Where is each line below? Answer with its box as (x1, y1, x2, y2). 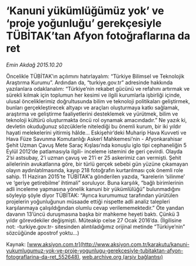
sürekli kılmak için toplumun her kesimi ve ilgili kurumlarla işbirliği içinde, (6, 91, 181, 98)
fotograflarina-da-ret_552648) (6, 253, 79, 260)
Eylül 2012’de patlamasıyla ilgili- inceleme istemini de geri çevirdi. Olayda (6, 147, 183, 155)
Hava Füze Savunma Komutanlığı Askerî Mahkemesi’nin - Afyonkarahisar (6, 135, 182, 142)
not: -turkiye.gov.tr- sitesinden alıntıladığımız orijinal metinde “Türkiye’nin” (6, 223, 185, 230)
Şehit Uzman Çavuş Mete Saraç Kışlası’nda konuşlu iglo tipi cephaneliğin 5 (6, 142, 187, 149)
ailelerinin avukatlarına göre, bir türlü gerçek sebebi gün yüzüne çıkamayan (6, 160, 188, 168)
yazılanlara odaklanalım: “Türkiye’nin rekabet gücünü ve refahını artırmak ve (6, 85, 190, 92)
